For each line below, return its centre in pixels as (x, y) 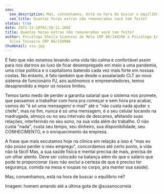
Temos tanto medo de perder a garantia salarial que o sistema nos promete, (81, 95)
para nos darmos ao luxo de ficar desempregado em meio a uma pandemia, (81, 65)
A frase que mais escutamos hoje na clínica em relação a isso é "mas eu (78, 141)
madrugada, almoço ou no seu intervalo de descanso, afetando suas (74, 116)
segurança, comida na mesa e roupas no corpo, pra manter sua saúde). (77, 167)
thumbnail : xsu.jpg (25, 46)
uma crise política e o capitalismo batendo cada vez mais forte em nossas (79, 70)
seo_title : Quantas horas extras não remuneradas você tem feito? (78, 19)
